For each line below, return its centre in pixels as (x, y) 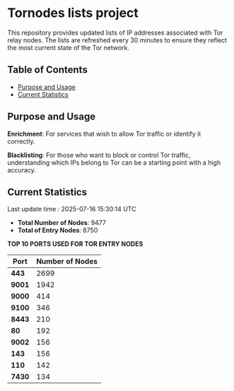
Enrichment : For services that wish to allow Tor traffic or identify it (104, 134)
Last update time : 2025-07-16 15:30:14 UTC (72, 209)
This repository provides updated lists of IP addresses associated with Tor (115, 33)
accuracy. (22, 170)
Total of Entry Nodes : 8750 (58, 230)
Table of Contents (48, 70)
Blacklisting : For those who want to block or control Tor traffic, (99, 155)
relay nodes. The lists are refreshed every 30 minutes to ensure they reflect (117, 40)
